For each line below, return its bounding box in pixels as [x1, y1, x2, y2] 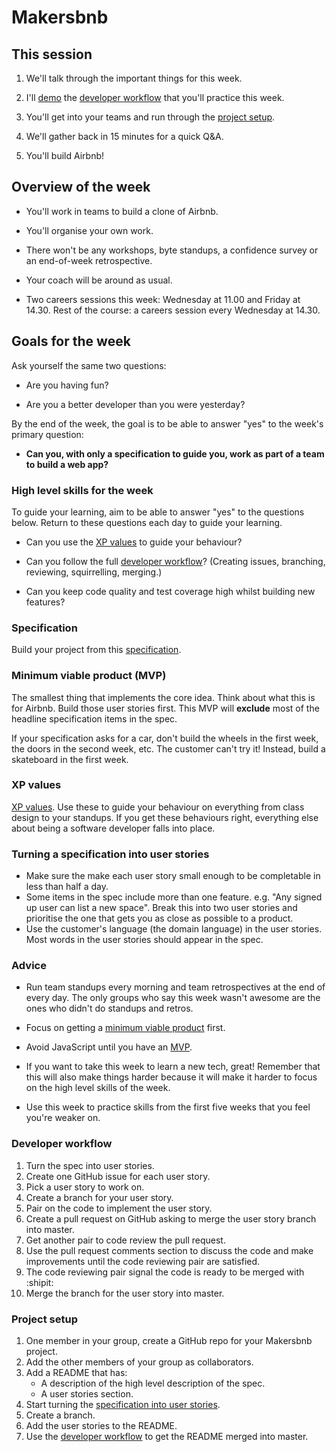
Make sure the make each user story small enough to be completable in [25, 870, 321, 882]
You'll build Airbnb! [25, 150, 105, 161]
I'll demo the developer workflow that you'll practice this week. [25, 92, 285, 103]
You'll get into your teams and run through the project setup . [25, 111, 276, 123]
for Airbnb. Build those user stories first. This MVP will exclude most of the [11, 702, 320, 714]
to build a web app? [25, 458, 109, 470]
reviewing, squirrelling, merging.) [25, 566, 163, 578]
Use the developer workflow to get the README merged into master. [25, 1431, 309, 1442]
